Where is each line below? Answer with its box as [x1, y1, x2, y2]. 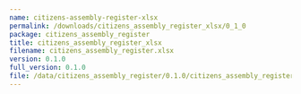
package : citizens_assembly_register [9, 30, 150, 38]
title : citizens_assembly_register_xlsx [9, 38, 163, 47]
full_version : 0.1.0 [9, 64, 87, 73]
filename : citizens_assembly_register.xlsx [9, 47, 175, 56]
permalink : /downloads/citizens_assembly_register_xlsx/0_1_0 [9, 21, 246, 30]
